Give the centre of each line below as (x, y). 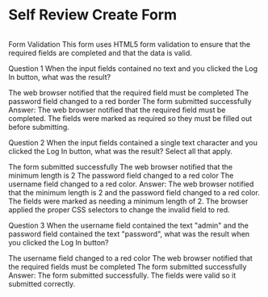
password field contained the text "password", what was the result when (129, 234)
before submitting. (39, 127)
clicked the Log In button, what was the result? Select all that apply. (120, 151)
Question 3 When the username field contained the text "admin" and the (128, 225)
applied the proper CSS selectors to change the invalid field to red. (119, 209)
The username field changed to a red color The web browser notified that (130, 258)
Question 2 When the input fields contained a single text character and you (133, 142)
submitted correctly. (42, 283)
